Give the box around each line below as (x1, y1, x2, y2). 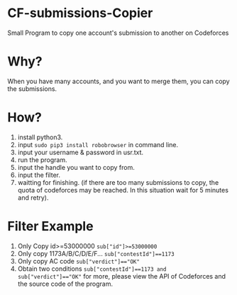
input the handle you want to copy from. (17, 163, 135, 171)
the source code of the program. (17, 279, 114, 288)
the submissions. (7, 84, 57, 93)
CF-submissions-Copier (7, 5, 153, 21)
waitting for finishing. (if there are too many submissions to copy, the (17, 178, 219, 186)
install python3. (17, 133, 63, 141)
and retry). (17, 193, 49, 202)
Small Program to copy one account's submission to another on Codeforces (7, 28, 229, 37)
